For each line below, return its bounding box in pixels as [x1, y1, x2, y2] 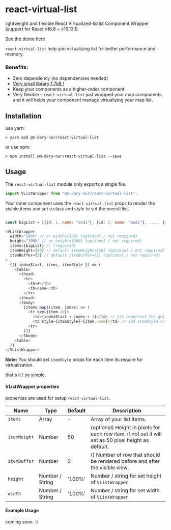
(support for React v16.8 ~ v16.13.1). [5, 25, 79, 32]
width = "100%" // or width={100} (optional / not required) [10, 234, 138, 239]
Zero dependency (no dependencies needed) [12, 75, 108, 81]
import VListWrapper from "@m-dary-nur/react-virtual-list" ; [5, 191, 138, 196]
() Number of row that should [91, 451, 160, 458]
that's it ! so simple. [5, 372, 46, 378]
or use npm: [5, 144, 31, 150]
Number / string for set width [91, 487, 160, 494]
